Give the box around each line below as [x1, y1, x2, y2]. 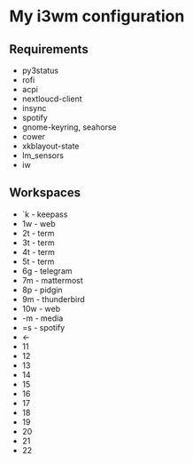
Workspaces [9, 185, 81, 201]
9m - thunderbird [21, 293, 86, 304]
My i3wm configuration [9, 6, 185, 27]
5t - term [21, 256, 55, 267]
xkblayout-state [21, 140, 80, 151]
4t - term [21, 246, 56, 257]
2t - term [21, 228, 55, 238]
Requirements [9, 42, 89, 57]
